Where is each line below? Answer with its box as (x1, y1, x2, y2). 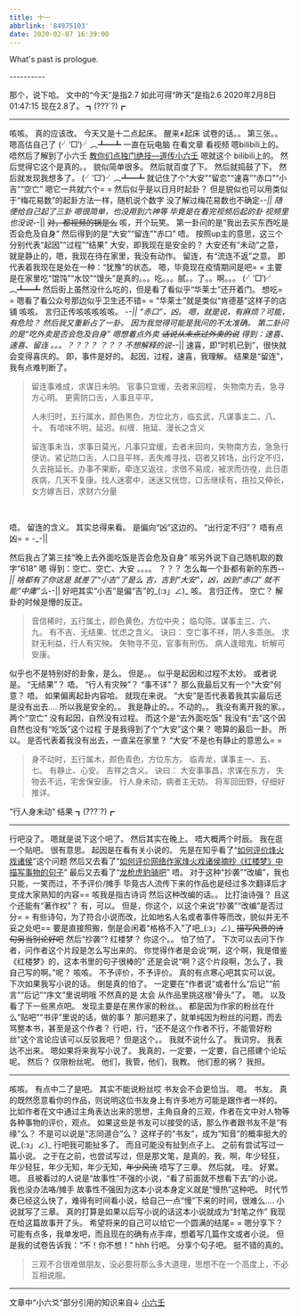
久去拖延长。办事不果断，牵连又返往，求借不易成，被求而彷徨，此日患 (30, 464, 289, 474)
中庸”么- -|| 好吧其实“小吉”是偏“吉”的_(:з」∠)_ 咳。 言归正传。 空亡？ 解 (20, 586, 283, 596)
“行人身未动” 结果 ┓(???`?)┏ (9, 806, 116, 817)
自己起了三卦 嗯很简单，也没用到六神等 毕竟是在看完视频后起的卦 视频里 (24, 206, 289, 217)
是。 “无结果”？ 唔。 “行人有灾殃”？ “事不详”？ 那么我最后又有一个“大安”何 (9, 679, 282, 690)
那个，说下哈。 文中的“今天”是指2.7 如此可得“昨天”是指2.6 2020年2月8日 (9, 90, 277, 101)
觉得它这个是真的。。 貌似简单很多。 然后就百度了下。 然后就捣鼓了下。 (16, 161, 278, 172)
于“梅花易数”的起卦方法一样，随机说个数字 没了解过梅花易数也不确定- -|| (9, 195, 273, 206)
